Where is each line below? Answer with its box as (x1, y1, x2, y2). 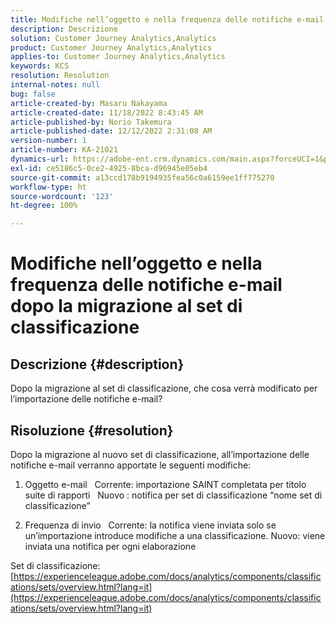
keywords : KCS (10, 61, 70, 71)
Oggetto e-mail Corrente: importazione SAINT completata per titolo (24, 478, 307, 490)
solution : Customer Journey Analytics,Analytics (10, 33, 217, 43)
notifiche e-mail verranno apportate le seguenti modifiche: (10, 459, 252, 471)
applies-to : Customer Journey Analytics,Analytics (10, 52, 226, 62)
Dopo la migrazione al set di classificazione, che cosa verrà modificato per (10, 382, 318, 395)
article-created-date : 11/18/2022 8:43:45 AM (10, 107, 203, 118)
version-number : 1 (10, 136, 87, 146)
